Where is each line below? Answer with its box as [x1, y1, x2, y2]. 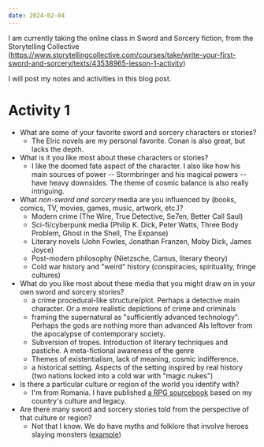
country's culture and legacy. [31, 396, 127, 405]
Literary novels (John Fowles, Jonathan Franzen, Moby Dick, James [31, 236, 252, 246]
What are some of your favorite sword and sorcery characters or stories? [19, 127, 257, 137]
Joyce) [31, 245, 54, 254]
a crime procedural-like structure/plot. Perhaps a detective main [31, 295, 240, 305]
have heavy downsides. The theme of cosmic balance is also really [31, 178, 249, 187]
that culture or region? [19, 412, 92, 423]
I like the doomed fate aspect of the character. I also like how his [31, 161, 241, 171]
